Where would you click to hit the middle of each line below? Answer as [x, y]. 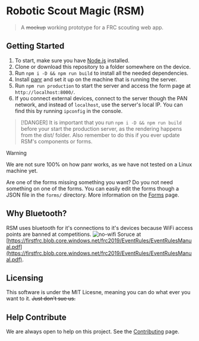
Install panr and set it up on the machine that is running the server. [96, 79]
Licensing [25, 278]
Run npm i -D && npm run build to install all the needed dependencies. [102, 73]
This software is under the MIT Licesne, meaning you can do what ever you [99, 292]
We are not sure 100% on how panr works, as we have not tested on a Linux [99, 164]
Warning [16, 153]
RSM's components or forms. [57, 141]
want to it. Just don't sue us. [41, 299]
